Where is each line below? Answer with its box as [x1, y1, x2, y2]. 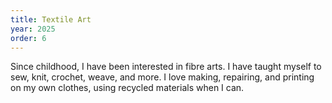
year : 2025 [10, 24, 56, 34]
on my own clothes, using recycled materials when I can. [10, 82, 245, 94]
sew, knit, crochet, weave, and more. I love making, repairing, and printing [10, 71, 315, 83]
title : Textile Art [10, 14, 92, 25]
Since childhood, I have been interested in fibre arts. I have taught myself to [10, 61, 322, 73]
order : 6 [10, 33, 47, 43]
